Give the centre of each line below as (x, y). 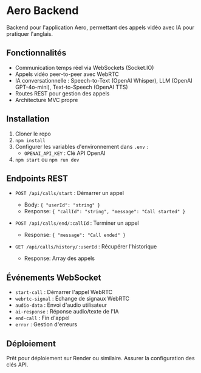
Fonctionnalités (36, 53)
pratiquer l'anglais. (30, 33)
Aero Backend (43, 11)
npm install (30, 140)
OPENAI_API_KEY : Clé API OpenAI (65, 153)
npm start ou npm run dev (47, 159)
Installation (28, 119)
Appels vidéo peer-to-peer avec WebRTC (67, 74)
